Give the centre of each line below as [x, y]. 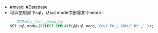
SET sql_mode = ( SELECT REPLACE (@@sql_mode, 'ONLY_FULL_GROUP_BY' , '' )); [82, 26]
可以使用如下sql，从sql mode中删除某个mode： [57, 12]
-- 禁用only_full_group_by [36, 22]
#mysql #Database [28, 7]
